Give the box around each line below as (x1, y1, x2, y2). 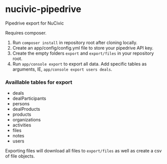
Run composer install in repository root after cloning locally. (12, 39, 138, 46)
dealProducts (12, 106, 40, 112)
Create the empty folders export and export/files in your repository (12, 50, 154, 56)
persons (12, 101, 30, 107)
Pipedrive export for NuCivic (5, 20, 64, 26)
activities (12, 122, 32, 128)
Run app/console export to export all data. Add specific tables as (12, 61, 147, 67)
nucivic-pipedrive (5, 4, 82, 15)
